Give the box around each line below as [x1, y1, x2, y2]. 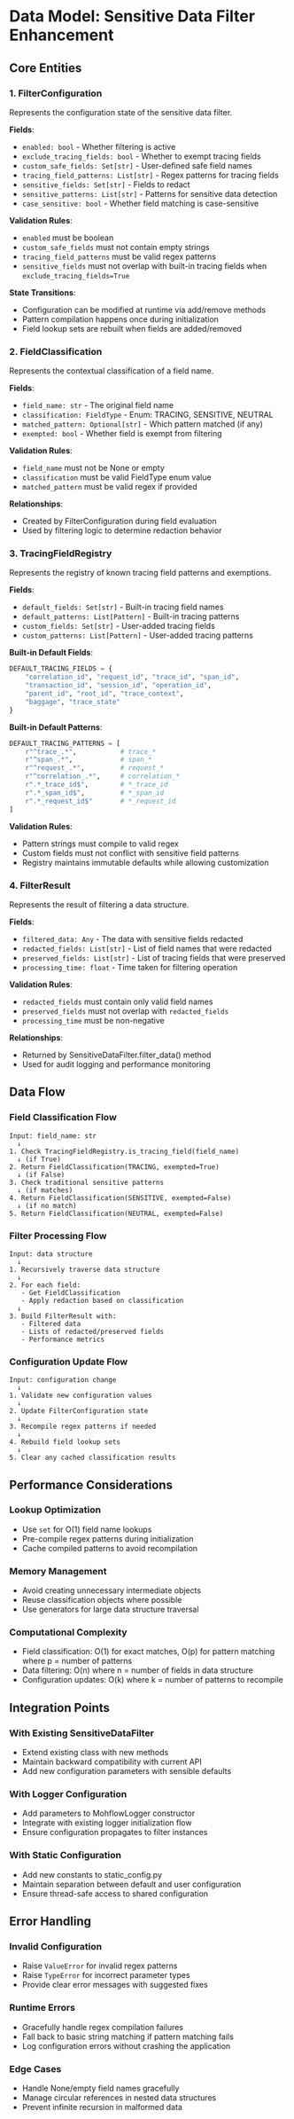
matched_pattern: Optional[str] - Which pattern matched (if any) [21, 419, 264, 429]
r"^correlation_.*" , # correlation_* [25, 772, 180, 781]
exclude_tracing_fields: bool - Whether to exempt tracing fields [21, 151, 261, 161]
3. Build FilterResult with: [9, 1311, 117, 1321]
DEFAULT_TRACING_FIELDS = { [9, 664, 113, 673]
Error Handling [9, 1914, 91, 1929]
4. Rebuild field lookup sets [9, 1438, 121, 1447]
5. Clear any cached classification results [9, 1453, 176, 1463]
